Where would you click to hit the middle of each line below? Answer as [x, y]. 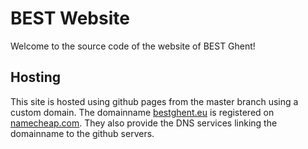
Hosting [36, 77]
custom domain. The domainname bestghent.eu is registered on [142, 112]
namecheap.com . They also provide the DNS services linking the [144, 123]
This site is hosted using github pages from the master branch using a [154, 101]
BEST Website [70, 18]
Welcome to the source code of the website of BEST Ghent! [133, 46]
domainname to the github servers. [82, 133]
